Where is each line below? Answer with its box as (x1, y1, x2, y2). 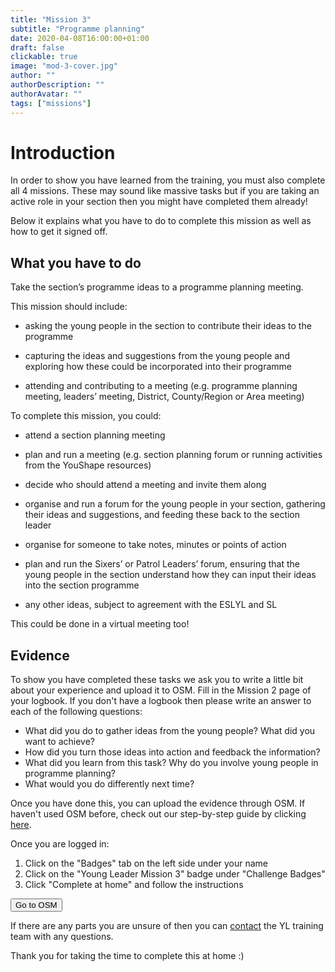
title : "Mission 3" (10, 14, 92, 25)
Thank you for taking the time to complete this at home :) (10, 950, 245, 962)
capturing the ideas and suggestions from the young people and (24, 350, 290, 362)
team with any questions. (10, 931, 114, 943)
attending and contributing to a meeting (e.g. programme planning (24, 380, 298, 392)
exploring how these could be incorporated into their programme (24, 361, 293, 373)
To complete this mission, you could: (10, 410, 162, 422)
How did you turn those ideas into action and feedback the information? (24, 746, 321, 758)
